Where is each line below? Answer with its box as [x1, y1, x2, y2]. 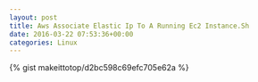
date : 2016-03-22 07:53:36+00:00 [9, 29, 134, 38]
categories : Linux [9, 37, 78, 47]
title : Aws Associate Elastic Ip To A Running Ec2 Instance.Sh [9, 21, 250, 30]
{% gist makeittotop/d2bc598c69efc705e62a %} [9, 62, 189, 73]
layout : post [9, 12, 58, 22]
